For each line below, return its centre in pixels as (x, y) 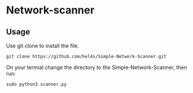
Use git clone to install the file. (43, 46)
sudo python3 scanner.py (36, 84)
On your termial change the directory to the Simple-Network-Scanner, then (97, 67)
